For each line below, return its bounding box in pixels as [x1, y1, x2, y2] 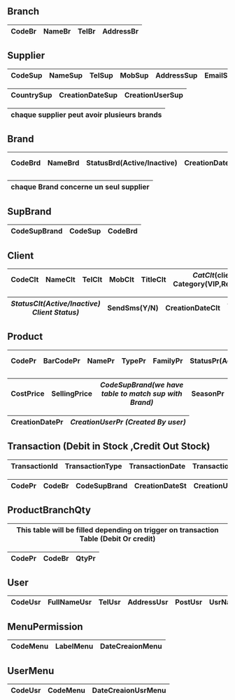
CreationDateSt [134, 480, 187, 490]
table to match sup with [101, 388, 183, 398]
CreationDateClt [165, 303, 220, 313]
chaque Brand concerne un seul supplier [10, 182, 150, 192]
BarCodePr [43, 356, 80, 366]
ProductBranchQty [7, 504, 91, 516]
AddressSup [155, 70, 198, 80]
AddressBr [102, 26, 138, 36]
